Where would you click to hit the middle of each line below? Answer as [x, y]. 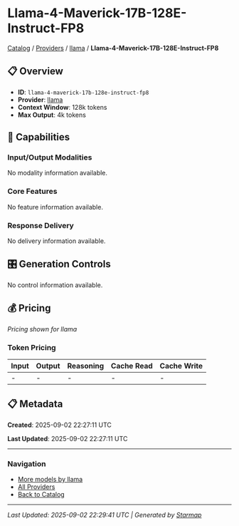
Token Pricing [32, 347]
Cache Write [181, 366]
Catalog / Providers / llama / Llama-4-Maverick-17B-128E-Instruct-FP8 [113, 48]
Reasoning [86, 366]
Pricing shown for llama [42, 329]
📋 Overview [36, 72]
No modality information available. [58, 173]
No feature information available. [55, 207]
